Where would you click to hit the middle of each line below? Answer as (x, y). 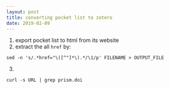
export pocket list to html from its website (67, 41)
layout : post (23, 12)
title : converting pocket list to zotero (59, 18)
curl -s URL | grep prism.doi (45, 80)
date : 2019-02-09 (28, 23)
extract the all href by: (43, 47)
